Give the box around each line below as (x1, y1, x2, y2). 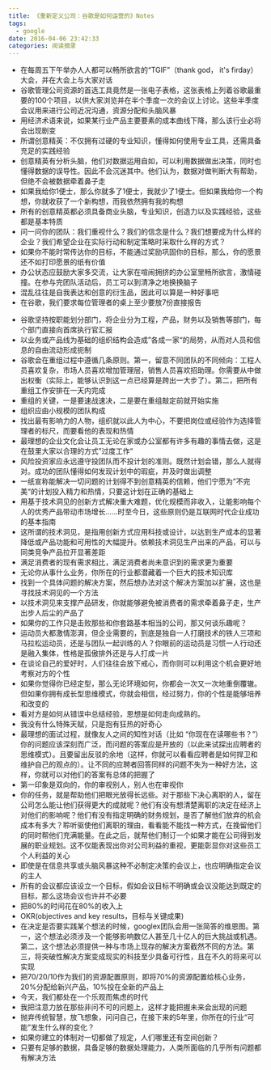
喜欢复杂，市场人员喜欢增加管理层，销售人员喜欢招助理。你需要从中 (27, 366, 255, 375)
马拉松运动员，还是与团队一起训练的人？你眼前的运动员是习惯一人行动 (19, 638, 255, 648)
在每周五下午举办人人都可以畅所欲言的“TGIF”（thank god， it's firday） (19, 66, 258, 75)
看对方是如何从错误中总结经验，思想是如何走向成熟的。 (19, 709, 205, 719)
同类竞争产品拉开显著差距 (19, 548, 106, 557)
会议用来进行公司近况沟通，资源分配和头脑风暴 (19, 106, 176, 116)
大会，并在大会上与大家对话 (19, 75, 113, 85)
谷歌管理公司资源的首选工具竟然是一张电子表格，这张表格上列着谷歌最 (19, 86, 255, 95)
